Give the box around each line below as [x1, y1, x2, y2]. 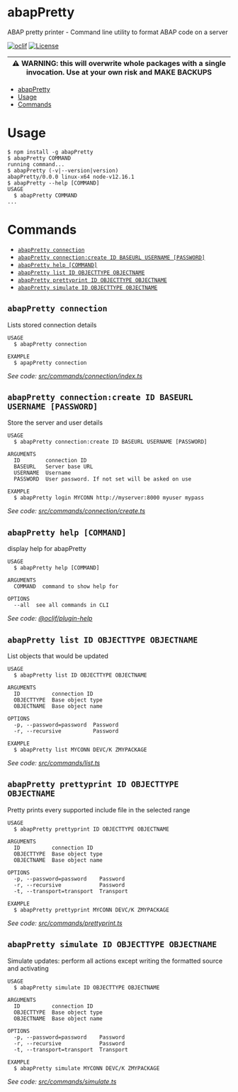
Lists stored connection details [7, 320, 97, 329]
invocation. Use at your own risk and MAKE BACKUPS [25, 67, 212, 77]
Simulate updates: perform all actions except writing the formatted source [7, 956, 223, 965]
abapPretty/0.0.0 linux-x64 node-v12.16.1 [7, 173, 135, 180]
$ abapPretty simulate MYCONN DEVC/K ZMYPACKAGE [13, 1064, 160, 1072]
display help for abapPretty [7, 545, 86, 553]
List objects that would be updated [7, 652, 108, 660]
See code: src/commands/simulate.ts [7, 1077, 117, 1086]
